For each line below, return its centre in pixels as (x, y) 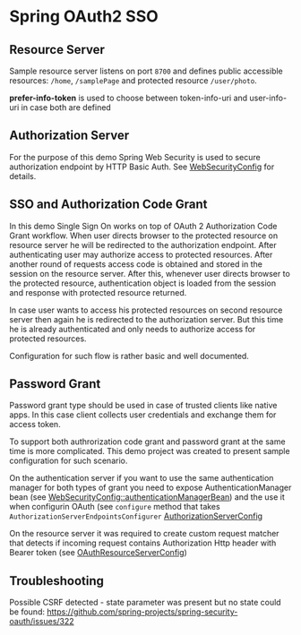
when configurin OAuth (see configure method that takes (115, 507)
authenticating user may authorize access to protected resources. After (141, 254)
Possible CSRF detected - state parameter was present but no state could (145, 603)
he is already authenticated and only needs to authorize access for (133, 329)
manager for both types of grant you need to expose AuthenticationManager (150, 488)
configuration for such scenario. (69, 461)
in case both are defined (66, 107)
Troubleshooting (57, 581)
